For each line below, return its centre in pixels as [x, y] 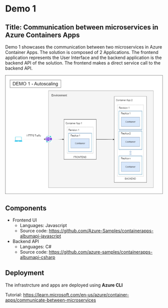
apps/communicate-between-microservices [51, 300]
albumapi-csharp [37, 257]
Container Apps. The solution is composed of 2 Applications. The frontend [82, 52]
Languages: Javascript [43, 225]
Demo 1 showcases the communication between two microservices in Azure [84, 47]
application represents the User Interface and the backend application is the [83, 57]
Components [26, 208]
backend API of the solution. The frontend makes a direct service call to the [83, 63]
